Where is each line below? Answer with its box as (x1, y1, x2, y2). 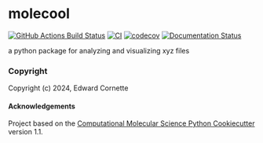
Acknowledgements (8, 101, 76, 111)
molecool (8, 5, 71, 23)
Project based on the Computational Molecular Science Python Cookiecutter (8, 119, 255, 128)
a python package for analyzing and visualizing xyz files (8, 46, 190, 55)
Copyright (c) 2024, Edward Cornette (8, 83, 129, 93)
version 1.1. (8, 127, 43, 137)
